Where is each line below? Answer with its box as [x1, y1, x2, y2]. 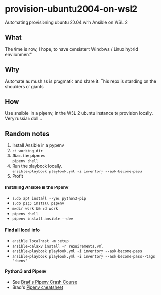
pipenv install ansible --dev [12, 217, 73, 221]
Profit [12, 173, 23, 179]
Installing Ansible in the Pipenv [5, 184, 69, 190]
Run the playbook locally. [12, 163, 62, 169]
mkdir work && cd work [12, 206, 58, 211]
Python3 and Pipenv [5, 268, 47, 274]
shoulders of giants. [5, 83, 45, 89]
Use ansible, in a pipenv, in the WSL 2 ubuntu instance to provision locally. [5, 110, 153, 116]
